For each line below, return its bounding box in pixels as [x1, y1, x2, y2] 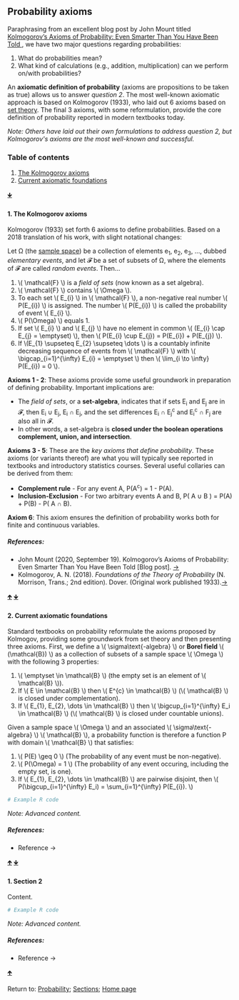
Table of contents [7, 152, 70, 162]
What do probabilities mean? [17, 54, 102, 62]
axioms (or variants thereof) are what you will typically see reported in [7, 454, 213, 463]
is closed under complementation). [17, 694, 121, 703]
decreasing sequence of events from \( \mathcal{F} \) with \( [17, 346, 196, 356]
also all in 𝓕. [17, 417, 54, 426]
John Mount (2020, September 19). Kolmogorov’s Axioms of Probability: [17, 555, 230, 564]
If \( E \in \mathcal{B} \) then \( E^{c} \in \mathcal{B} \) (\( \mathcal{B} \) [17, 686, 229, 695]
